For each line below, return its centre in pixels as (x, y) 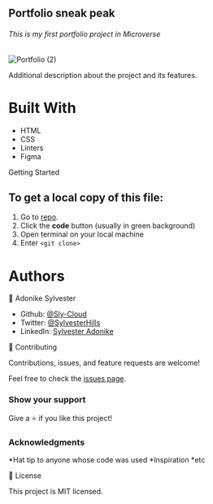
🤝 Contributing (33, 347)
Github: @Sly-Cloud (53, 314)
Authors (37, 276)
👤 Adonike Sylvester (42, 298)
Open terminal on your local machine (82, 234)
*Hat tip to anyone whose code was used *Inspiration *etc (107, 459)
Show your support (47, 400)
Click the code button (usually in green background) (108, 226)
